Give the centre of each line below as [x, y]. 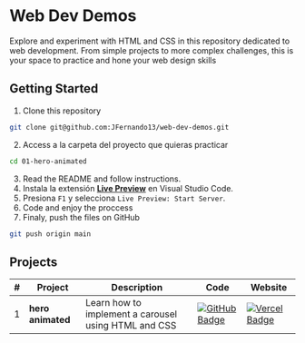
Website [269, 288]
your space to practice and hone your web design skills [113, 60]
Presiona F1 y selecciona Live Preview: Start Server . [124, 198]
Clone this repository [62, 111]
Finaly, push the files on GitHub [81, 217]
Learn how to [113, 303]
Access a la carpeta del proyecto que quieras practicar [125, 144]
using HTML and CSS [131, 326]
